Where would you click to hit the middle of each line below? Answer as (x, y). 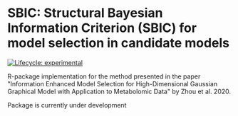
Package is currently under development (67, 105)
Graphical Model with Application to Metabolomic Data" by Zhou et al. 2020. (119, 91)
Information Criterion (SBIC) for (102, 28)
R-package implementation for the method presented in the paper (104, 76)
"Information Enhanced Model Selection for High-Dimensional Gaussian (113, 83)
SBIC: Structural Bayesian (85, 13)
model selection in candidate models (119, 43)
